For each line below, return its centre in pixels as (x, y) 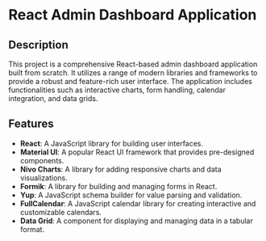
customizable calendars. (61, 212)
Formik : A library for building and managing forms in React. (118, 186)
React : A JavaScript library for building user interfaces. (112, 143)
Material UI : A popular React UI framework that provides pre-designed (137, 152)
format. (32, 229)
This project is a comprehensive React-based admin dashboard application (133, 64)
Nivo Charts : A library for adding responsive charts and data (121, 169)
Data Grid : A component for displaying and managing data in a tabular (137, 221)
